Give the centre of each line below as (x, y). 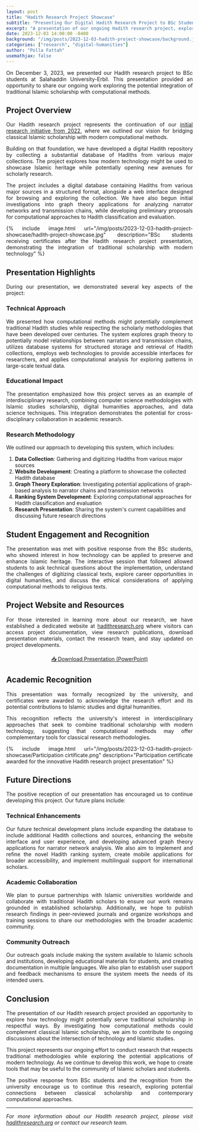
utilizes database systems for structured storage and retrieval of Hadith (99, 347)
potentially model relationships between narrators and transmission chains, (99, 340)
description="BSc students (155, 235)
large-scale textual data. (36, 365)
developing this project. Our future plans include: (66, 801)
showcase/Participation (35, 755)
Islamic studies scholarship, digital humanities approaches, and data (99, 406)
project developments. (33, 644)
